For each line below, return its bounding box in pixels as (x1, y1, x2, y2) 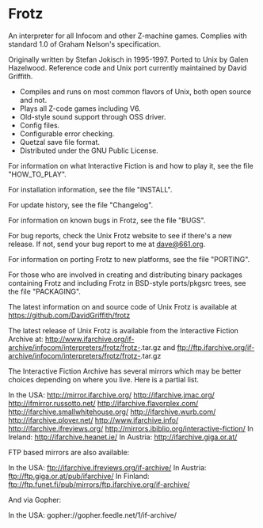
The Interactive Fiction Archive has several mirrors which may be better (8, 366, 242, 376)
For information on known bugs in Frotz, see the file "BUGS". (8, 215, 206, 225)
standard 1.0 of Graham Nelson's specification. (8, 39, 162, 48)
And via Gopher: (8, 495, 62, 504)
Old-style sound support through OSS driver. (19, 112, 166, 121)
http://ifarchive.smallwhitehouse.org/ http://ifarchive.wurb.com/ (8, 407, 216, 416)
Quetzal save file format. (19, 137, 101, 146)
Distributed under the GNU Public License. (19, 146, 158, 155)
